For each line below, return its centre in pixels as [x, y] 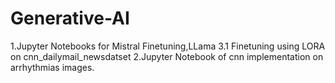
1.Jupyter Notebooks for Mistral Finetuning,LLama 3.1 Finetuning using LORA [168, 46]
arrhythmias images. [52, 67]
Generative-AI [70, 18]
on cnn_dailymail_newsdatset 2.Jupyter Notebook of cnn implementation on [167, 56]
